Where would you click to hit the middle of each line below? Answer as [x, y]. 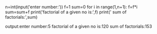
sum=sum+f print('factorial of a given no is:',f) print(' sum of [66, 12]
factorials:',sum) [21, 17]
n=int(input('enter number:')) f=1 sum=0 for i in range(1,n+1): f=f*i [71, 7]
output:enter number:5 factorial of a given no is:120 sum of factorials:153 [78, 26]
